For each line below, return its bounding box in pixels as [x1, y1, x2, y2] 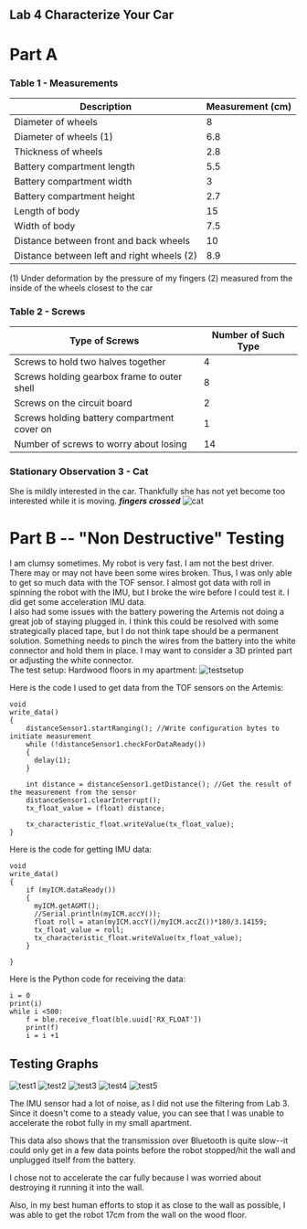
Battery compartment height [14, 189, 135, 202]
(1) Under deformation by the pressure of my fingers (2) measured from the [9, 272, 293, 283]
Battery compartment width [14, 175, 132, 187]
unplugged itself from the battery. [9, 1155, 136, 1166]
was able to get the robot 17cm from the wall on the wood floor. [9, 1210, 248, 1221]
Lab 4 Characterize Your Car [9, 7, 175, 23]
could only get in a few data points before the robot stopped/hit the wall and [9, 1145, 296, 1156]
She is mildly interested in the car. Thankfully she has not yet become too [9, 486, 286, 497]
